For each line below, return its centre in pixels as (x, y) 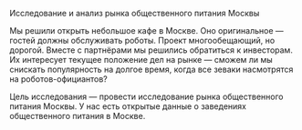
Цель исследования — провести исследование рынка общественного (146, 96)
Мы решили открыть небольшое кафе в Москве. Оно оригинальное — (147, 30)
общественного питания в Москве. (78, 116)
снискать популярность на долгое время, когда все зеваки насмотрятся (151, 69)
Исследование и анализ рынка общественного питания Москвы (135, 13)
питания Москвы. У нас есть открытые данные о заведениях (128, 106)
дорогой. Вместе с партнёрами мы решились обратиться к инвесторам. (151, 50)
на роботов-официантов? (58, 79)
